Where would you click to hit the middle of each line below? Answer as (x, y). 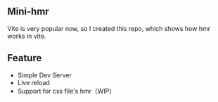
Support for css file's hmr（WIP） (66, 91)
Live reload (34, 82)
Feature (25, 58)
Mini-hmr (28, 12)
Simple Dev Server (44, 75)
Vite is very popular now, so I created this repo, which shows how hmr (109, 28)
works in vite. (27, 36)
